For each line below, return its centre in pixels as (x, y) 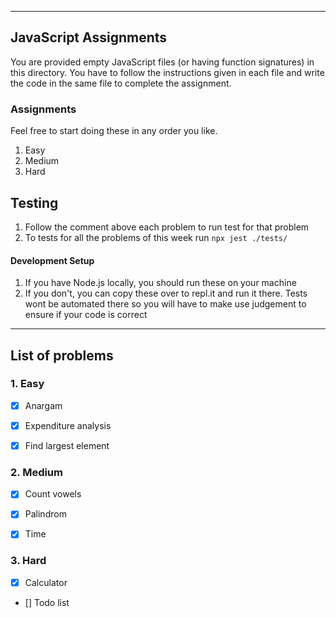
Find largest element (67, 445)
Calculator (46, 582)
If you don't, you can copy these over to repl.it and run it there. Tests (166, 293)
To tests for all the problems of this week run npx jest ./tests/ (156, 237)
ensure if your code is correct (86, 315)
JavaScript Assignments (89, 37)
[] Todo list (47, 602)
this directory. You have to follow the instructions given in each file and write (167, 72)
